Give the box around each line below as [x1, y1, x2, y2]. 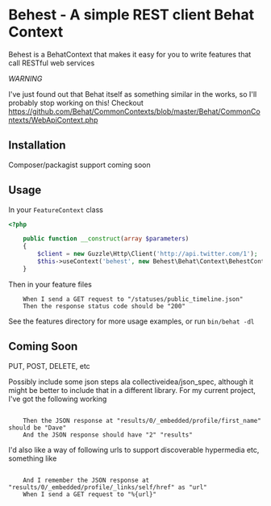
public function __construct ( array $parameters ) [23, 235, 190, 243]
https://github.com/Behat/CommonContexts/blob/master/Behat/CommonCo [8, 107, 261, 116]
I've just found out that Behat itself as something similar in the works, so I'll [8, 89, 257, 98]
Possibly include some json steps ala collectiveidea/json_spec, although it [8, 377, 254, 387]
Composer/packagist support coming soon [8, 160, 151, 169]
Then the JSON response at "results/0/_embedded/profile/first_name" [23, 416, 262, 424]
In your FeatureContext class [8, 204, 103, 215]
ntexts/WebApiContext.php [8, 115, 98, 124]
